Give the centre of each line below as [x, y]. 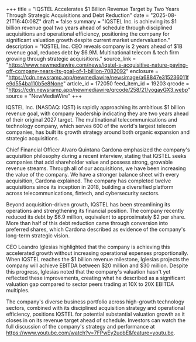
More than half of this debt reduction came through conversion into [87, 223]
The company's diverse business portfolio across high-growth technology [95, 302]
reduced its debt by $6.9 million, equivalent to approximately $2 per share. [96, 217]
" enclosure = [142, 71]
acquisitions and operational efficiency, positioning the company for [88, 34]
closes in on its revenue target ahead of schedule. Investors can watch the [96, 320]
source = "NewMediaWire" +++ [44, 96]
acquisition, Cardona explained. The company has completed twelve [89, 181]
